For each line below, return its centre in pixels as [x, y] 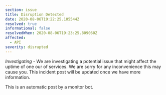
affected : [16, 38]
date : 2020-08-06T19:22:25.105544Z [42, 19]
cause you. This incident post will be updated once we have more [73, 72]
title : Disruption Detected [35, 14]
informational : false [28, 28]
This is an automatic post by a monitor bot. [49, 87]
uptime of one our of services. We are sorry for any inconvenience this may [83, 66]
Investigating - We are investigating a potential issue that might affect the [81, 61]
